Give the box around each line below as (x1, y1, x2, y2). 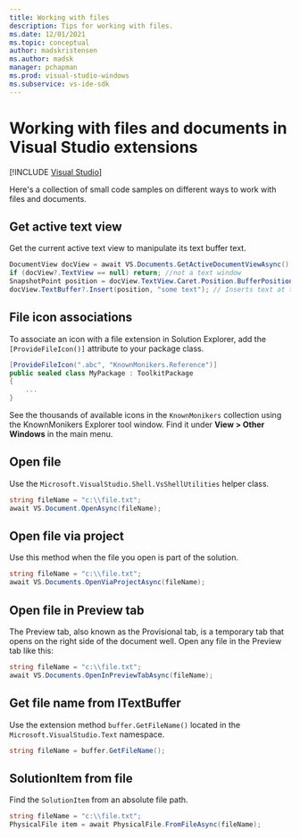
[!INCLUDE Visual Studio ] (9, 166, 103, 177)
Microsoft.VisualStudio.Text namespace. (9, 729, 165, 740)
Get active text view (9, 219, 122, 234)
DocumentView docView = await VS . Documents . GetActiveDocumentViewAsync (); (9, 260, 294, 269)
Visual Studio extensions (9, 137, 198, 157)
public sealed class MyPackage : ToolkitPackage (9, 368, 194, 378)
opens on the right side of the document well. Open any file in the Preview (9, 636, 282, 646)
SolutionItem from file (9, 770, 133, 786)
